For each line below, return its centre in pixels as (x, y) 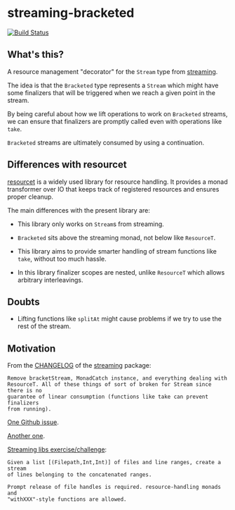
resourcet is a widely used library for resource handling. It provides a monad (117, 182)
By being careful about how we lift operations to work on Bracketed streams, (117, 113)
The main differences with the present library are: (79, 210)
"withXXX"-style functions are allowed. (67, 499)
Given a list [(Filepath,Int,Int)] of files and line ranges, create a (114, 463)
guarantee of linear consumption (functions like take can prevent (108, 397)
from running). (29, 409)
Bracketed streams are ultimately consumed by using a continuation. (106, 142)
